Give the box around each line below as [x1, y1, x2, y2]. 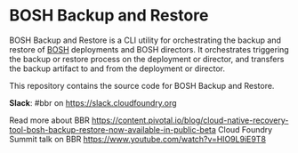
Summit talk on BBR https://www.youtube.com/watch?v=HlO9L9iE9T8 [9, 133, 267, 144]
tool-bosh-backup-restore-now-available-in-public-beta [9, 124, 216, 134]
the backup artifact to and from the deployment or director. [9, 63, 225, 74]
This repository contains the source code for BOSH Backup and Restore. [9, 80, 275, 91]
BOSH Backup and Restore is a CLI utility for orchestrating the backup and [9, 35, 282, 45]
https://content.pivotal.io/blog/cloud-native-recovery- [92, 115, 289, 125]
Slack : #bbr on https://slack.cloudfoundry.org [9, 97, 177, 108]
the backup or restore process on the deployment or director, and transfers [9, 53, 285, 64]
